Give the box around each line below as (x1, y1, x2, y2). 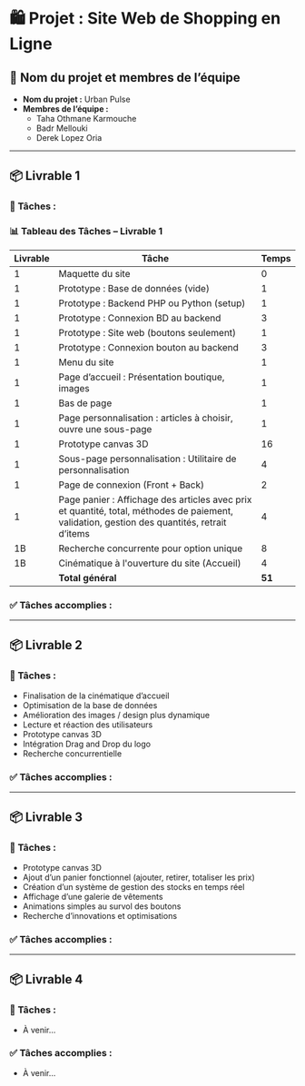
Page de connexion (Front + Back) (58, 479, 204, 491)
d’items (58, 527, 91, 539)
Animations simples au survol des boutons (22, 901, 182, 912)
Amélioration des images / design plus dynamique (22, 709, 211, 720)
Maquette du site (58, 267, 131, 280)
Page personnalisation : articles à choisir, (58, 411, 233, 424)
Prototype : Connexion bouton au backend (58, 341, 239, 353)
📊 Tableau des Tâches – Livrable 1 (9, 225, 163, 238)
